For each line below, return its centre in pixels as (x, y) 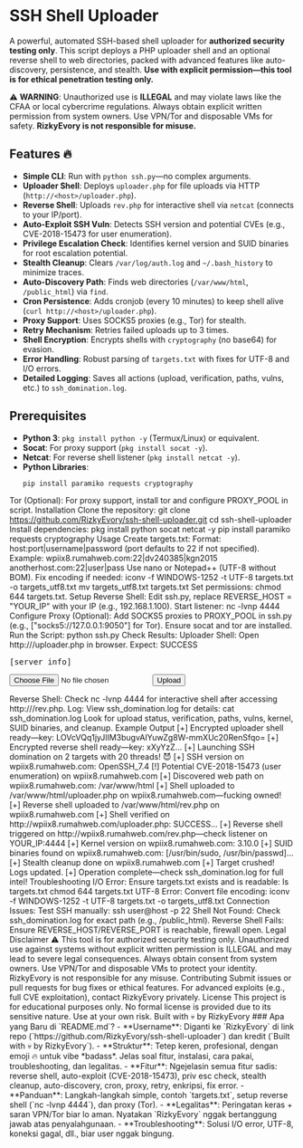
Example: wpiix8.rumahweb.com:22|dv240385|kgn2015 (114, 559)
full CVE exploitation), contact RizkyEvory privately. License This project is (148, 998)
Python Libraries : (55, 466)
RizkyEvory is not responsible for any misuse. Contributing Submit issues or (151, 978)
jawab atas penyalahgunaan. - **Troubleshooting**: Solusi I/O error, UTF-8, (151, 1124)
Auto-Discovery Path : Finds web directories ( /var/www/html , (135, 282)
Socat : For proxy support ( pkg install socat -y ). (115, 447)
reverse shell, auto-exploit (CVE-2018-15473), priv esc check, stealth (138, 1076)
